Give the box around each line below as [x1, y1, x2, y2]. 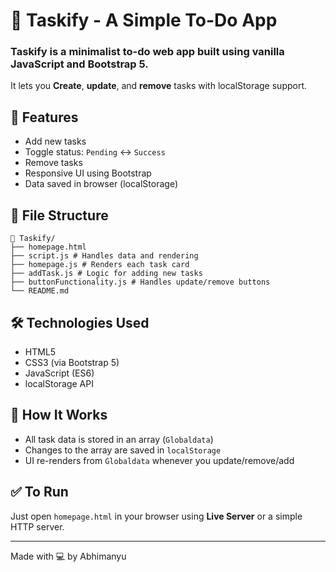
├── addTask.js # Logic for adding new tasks [10, 269, 203, 279]
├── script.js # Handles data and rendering [10, 251, 199, 261]
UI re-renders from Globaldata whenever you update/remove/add [24, 454, 295, 466]
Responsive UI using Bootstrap [24, 167, 152, 179]
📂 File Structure [10, 207, 109, 224]
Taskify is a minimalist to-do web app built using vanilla [10, 45, 285, 59]
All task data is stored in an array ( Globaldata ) [24, 433, 214, 445]
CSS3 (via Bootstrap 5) [24, 356, 120, 368]
